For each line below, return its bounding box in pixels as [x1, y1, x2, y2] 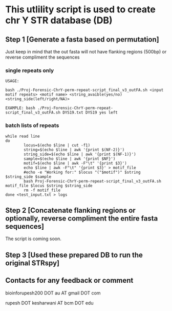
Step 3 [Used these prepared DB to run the [5, 250, 143, 259]
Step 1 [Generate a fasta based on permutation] [5, 35, 160, 44]
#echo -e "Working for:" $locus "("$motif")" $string [24, 170, 141, 175]
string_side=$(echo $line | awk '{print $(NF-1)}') [24, 152, 137, 157]
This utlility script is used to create [5, 4, 156, 15]
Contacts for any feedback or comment [5, 276, 134, 285]
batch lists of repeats [5, 122, 59, 129]
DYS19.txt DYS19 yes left [62, 110, 118, 115]
